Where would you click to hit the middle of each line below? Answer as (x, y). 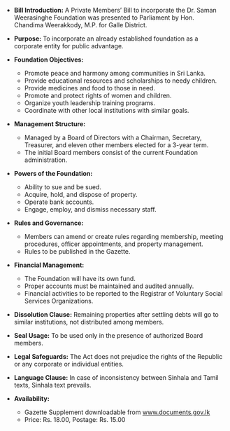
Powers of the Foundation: (53, 173)
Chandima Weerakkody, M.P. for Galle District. (80, 25)
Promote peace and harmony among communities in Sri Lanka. (115, 73)
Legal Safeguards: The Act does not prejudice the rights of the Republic (118, 356)
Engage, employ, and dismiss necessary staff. (91, 209)
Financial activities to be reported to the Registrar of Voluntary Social (123, 293)
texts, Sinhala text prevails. (52, 385)
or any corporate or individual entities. (69, 364)
